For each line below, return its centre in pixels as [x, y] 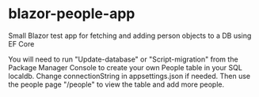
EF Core [21, 43]
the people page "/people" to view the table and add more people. [116, 84]
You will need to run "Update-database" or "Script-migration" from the [124, 59]
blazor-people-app [72, 14]
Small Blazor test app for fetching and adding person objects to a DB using [130, 35]
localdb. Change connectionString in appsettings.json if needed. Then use [129, 76]
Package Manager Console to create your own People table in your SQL [126, 67]
